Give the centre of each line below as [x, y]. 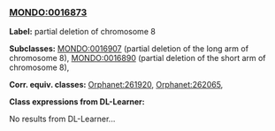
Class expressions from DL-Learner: [77, 102]
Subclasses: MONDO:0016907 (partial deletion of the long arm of [129, 49]
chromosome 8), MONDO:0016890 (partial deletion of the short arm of [138, 58]
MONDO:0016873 [48, 12]
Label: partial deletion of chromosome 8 [83, 32]
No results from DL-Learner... [62, 119]
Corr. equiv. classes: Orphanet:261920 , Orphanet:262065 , [116, 85]
